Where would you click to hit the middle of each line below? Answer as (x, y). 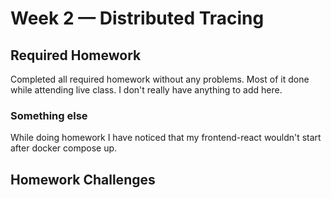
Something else (49, 115)
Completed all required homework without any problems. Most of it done (160, 79)
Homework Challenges (83, 179)
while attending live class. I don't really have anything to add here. (146, 90)
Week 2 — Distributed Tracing (137, 18)
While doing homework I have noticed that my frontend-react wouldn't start (166, 138)
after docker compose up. (64, 148)
